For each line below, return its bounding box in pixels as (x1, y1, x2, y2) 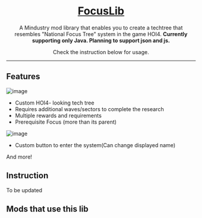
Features (6, 71, 40, 82)
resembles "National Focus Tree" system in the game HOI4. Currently (14, 30, 188, 37)
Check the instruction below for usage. (53, 48, 149, 55)
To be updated (6, 186, 43, 193)
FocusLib (78, 4, 124, 18)
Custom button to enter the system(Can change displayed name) (14, 141, 176, 148)
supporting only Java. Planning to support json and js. (32, 37, 170, 44)
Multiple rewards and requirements (14, 112, 102, 119)
